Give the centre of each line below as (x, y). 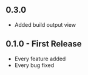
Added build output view (45, 24)
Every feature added (40, 59)
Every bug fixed (34, 65)
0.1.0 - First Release (44, 44)
